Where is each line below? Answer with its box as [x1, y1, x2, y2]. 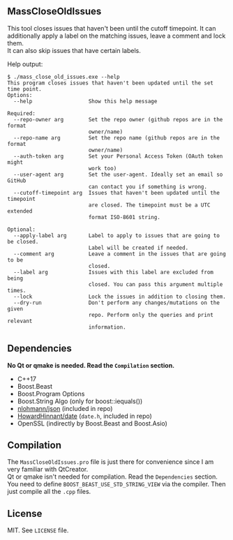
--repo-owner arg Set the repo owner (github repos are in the [13, 116, 223, 123]
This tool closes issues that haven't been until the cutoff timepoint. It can [7, 24, 216, 32]
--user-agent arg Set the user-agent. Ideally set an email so [13, 171, 223, 178]
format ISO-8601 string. [88, 213, 160, 220]
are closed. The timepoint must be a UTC [88, 202, 211, 209]
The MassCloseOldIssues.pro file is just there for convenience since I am [7, 458, 214, 466]
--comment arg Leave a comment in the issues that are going [13, 250, 227, 257]
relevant [7, 317, 33, 324]
